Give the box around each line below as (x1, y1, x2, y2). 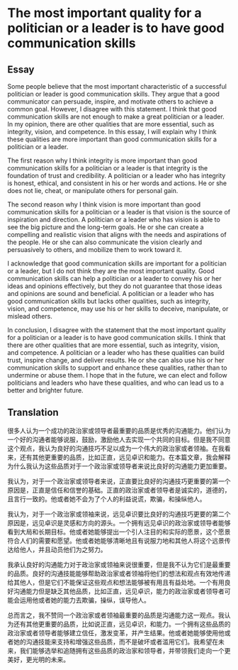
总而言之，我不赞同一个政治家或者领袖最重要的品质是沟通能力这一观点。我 (7, 610, 225, 619)
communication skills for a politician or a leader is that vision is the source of (7, 208, 231, 216)
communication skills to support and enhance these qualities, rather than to (7, 363, 228, 372)
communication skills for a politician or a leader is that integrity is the (7, 164, 208, 172)
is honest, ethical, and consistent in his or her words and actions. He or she (7, 179, 227, 187)
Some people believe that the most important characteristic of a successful (7, 82, 227, 90)
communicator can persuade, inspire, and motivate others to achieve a (7, 97, 214, 106)
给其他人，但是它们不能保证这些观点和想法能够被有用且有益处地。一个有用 (7, 578, 225, 586)
